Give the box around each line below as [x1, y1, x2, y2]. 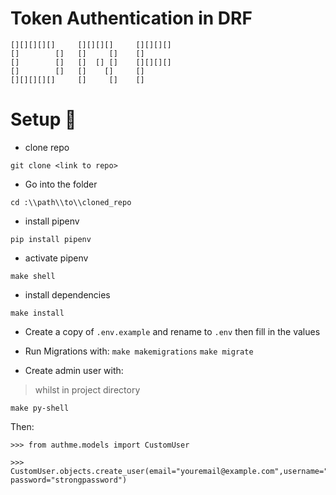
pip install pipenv [10, 234, 92, 244]
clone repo [24, 141, 70, 153]
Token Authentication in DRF [10, 7, 253, 30]
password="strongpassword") [10, 475, 128, 485]
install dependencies [24, 288, 111, 301]
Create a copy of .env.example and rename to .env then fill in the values [24, 325, 321, 337]
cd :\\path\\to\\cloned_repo [10, 197, 132, 207]
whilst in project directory [34, 383, 141, 396]
